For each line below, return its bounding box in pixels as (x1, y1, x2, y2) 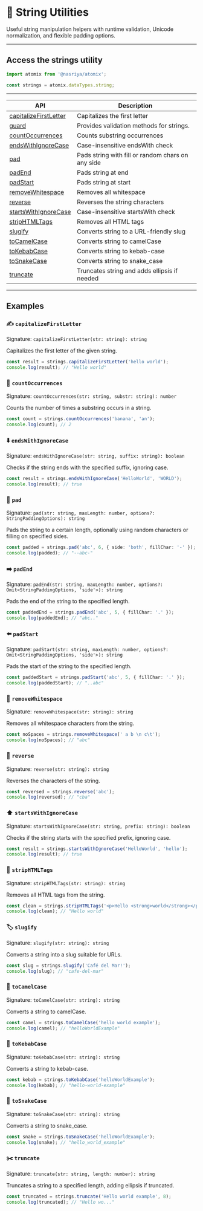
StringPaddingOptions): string (6, 516, 85, 522)
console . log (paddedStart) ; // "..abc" (6, 680, 104, 686)
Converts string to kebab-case (77, 247, 165, 255)
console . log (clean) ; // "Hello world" (6, 908, 104, 915)
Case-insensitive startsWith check (77, 207, 175, 216)
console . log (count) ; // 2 (6, 421, 71, 428)
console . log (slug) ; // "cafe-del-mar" (6, 968, 104, 974)
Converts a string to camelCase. (6, 1008, 86, 1015)
